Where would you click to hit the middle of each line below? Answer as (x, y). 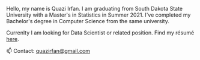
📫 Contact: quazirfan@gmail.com (48, 51)
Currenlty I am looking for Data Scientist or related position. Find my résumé (100, 33)
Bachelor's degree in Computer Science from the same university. (88, 21)
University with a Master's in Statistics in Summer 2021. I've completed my (98, 15)
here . (13, 39)
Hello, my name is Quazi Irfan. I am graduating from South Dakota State (95, 9)
